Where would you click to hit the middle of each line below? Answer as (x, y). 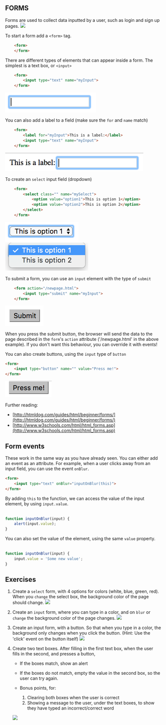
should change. (28, 603)
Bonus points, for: (38, 688)
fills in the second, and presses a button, (54, 654)
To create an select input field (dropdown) (49, 179)
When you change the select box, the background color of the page (81, 597)
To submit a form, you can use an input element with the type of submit (78, 278)
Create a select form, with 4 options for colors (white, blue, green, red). (86, 591)
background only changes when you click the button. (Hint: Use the (81, 633)
